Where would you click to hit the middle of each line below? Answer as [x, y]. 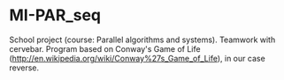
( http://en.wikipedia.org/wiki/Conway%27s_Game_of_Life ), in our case [137, 58]
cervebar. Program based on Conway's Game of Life [105, 48]
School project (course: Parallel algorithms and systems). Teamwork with [142, 40]
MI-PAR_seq [55, 15]
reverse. [24, 68]
